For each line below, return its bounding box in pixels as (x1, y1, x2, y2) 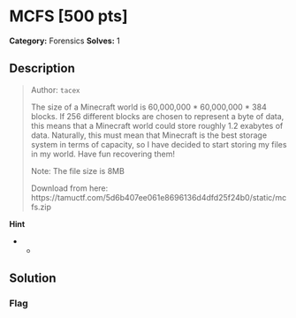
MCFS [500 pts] (9, 6, 128, 26)
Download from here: (30, 183, 109, 193)
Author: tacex (30, 84, 81, 95)
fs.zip (30, 201, 51, 212)
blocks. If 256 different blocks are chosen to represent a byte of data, (30, 110, 285, 121)
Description (9, 61, 75, 76)
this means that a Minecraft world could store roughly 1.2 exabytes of (30, 120, 284, 131)
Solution (9, 271, 57, 286)
